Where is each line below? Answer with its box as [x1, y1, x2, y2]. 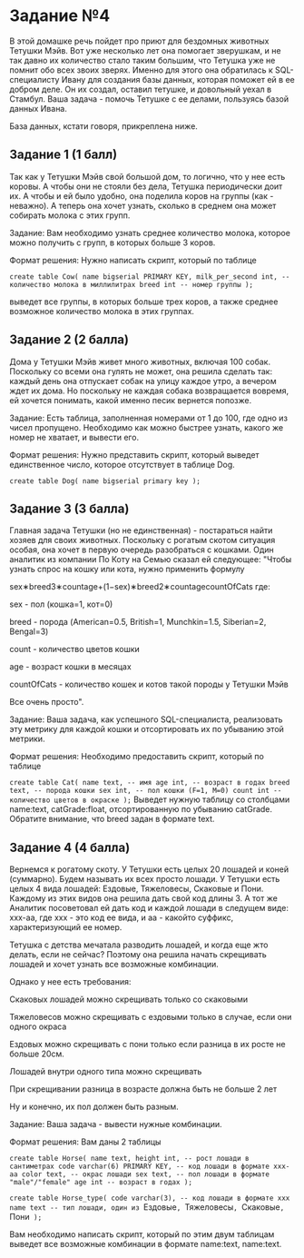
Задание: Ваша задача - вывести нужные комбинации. [9, 1119, 222, 1130]
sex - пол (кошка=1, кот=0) [9, 599, 113, 609]
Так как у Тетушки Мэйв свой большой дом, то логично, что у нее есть [9, 171, 286, 182]
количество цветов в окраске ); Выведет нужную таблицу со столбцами [9, 794, 290, 805]
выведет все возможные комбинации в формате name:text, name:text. [9, 1239, 282, 1250]
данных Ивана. [9, 103, 68, 114]
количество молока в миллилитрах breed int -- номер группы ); [9, 280, 254, 289]
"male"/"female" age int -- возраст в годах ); [9, 1178, 193, 1187]
